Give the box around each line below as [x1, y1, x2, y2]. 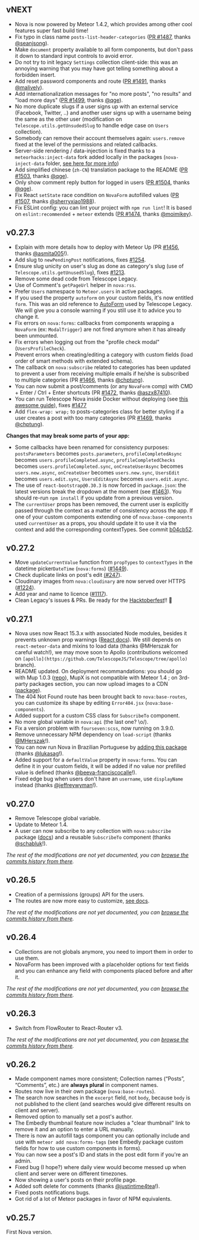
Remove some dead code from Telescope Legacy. [14, 275, 138, 282]
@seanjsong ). [14, 39, 49, 46]
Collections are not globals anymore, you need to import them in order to [14, 948, 193, 955]
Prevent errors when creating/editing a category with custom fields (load [14, 351, 193, 358]
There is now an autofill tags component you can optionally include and [14, 1132, 190, 1139]
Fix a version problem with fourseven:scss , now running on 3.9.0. [14, 724, 175, 732]
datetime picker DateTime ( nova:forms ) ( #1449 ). [14, 565, 129, 572]
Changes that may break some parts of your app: [6, 432, 129, 439]
